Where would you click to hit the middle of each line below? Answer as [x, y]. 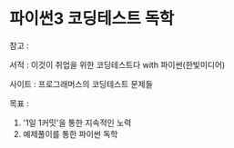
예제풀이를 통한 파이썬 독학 [70, 133]
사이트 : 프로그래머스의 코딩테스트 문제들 [81, 84]
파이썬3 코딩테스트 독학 [92, 19]
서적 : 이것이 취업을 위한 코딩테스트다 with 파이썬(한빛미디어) [117, 64]
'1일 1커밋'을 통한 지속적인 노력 [77, 123]
